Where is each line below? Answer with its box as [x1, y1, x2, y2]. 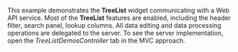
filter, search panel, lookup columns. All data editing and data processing [7, 21, 222, 29]
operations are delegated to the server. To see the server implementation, [7, 28, 224, 37]
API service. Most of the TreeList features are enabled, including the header [7, 14, 232, 22]
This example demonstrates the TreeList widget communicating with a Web [7, 6, 230, 14]
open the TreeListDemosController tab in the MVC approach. [7, 36, 185, 45]
